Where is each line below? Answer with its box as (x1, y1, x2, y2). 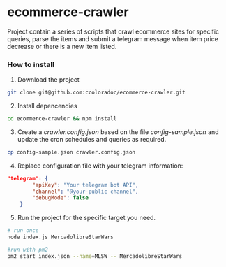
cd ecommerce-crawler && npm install (7, 115, 117, 122)
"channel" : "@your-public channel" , (32, 188, 139, 195)
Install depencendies (17, 102, 78, 110)
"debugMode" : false (32, 194, 89, 201)
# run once (7, 227, 39, 234)
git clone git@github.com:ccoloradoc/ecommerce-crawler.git (7, 89, 186, 96)
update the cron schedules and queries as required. (17, 135, 167, 143)
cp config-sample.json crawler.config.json (7, 148, 136, 156)
